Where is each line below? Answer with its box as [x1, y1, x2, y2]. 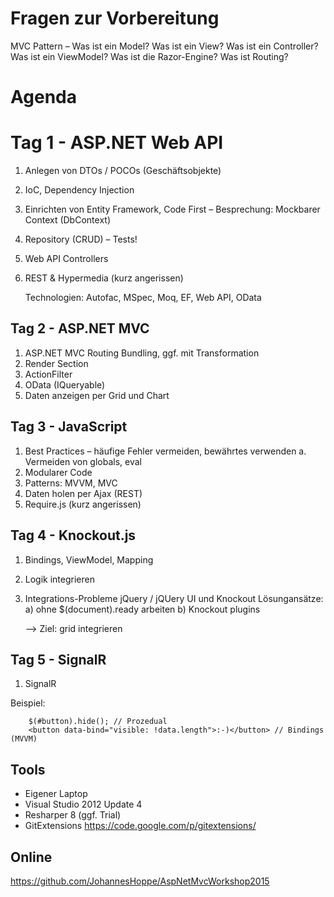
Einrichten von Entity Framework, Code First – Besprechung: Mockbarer [24, 203, 321, 216]
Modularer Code [24, 466, 93, 478]
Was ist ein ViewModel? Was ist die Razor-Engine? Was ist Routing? [10, 50, 289, 62]
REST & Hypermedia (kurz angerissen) [24, 272, 184, 284]
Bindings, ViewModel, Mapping [24, 553, 154, 566]
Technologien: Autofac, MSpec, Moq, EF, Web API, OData [24, 292, 262, 304]
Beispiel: [10, 697, 46, 709]
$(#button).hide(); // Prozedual [28, 717, 168, 727]
